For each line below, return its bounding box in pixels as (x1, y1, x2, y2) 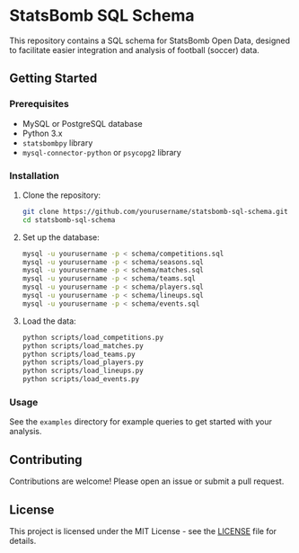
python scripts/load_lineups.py (22, 366, 144, 376)
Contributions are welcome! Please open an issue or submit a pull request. (9, 476, 285, 486)
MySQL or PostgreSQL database (22, 118, 144, 129)
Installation (9, 169, 60, 182)
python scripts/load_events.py (22, 375, 140, 384)
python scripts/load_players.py (22, 358, 144, 367)
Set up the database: (22, 231, 101, 243)
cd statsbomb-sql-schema (22, 215, 116, 225)
